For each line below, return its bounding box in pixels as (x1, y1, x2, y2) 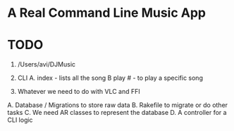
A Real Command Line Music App (7, 5, 207, 21)
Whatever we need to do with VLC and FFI (17, 88, 141, 96)
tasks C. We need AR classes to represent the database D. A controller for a (7, 109, 227, 117)
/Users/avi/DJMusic (17, 60, 76, 69)
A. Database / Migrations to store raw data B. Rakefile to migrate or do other (7, 101, 228, 109)
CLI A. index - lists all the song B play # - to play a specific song (17, 74, 203, 82)
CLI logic (7, 116, 33, 124)
